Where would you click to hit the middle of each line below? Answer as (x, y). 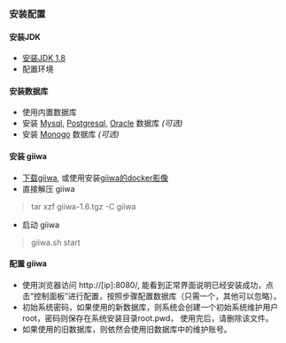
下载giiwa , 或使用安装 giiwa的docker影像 (95, 178)
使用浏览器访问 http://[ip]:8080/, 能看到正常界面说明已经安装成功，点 (148, 285)
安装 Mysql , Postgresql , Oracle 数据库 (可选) (102, 123)
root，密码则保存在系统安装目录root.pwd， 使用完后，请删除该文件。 (147, 318)
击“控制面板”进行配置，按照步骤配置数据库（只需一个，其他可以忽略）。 (151, 296)
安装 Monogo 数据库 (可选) (70, 134)
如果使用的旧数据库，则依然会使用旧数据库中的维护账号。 (127, 329)
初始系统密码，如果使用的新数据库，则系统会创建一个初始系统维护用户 (150, 307)
